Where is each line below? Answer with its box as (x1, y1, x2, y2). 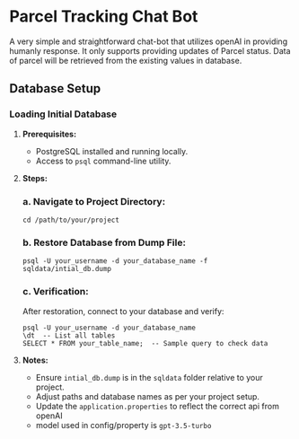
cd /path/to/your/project (22, 215, 119, 224)
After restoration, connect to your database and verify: (22, 305, 224, 316)
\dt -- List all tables (22, 330, 116, 340)
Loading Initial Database (9, 108, 118, 120)
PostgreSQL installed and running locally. (35, 145, 189, 156)
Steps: (22, 172, 48, 183)
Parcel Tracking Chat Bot (9, 6, 198, 27)
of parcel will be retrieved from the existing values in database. (9, 55, 242, 66)
